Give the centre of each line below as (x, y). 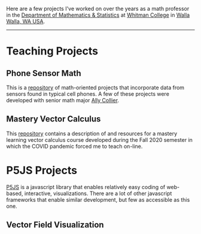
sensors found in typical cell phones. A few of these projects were (88, 94)
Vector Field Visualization (55, 225)
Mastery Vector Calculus (54, 119)
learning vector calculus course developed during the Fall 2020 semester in (100, 139)
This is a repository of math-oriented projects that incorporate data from (95, 87)
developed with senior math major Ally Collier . (63, 100)
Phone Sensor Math (44, 73)
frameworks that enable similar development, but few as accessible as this (98, 199)
